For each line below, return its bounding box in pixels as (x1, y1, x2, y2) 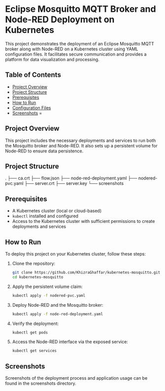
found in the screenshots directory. (5, 381, 76, 387)
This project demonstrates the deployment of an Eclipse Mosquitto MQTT (5, 40, 154, 46)
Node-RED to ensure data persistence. (5, 148, 84, 154)
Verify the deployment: (12, 320, 59, 326)
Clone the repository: (12, 260, 56, 266)
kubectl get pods (12, 330, 48, 335)
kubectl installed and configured (12, 213, 79, 219)
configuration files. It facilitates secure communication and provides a (5, 51, 147, 57)
